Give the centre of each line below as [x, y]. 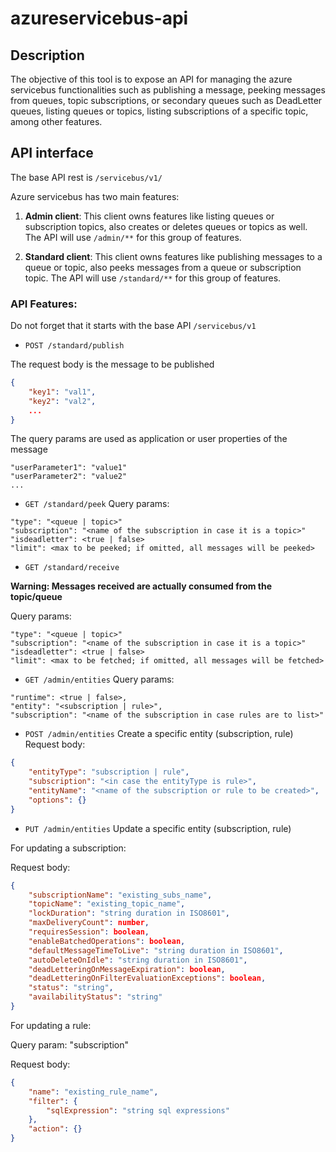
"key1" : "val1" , [62, 392]
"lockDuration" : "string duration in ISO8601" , [129, 913]
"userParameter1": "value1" [69, 468]
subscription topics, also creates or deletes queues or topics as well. [166, 226]
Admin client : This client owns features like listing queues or [149, 216]
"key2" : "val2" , [62, 401]
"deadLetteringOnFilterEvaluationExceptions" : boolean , [147, 978]
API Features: [44, 304]
